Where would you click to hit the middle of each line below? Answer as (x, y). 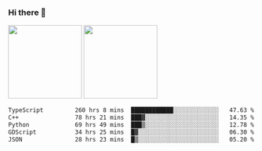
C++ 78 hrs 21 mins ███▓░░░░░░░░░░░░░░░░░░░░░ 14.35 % (131, 118)
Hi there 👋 (27, 13)
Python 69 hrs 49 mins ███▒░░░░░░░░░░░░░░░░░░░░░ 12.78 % (131, 125)
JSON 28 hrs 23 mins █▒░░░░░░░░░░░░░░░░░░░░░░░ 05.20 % (131, 139)
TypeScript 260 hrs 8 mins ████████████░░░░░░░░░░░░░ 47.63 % (131, 110)
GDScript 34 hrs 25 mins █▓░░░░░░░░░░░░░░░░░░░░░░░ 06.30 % (131, 132)
